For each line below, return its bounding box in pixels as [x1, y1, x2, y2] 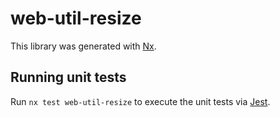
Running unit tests [10, 69, 127, 86]
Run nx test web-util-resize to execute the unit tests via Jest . [10, 95, 271, 107]
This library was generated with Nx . [10, 40, 157, 52]
